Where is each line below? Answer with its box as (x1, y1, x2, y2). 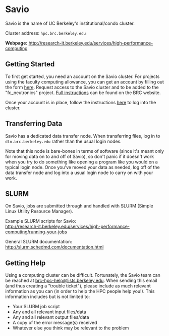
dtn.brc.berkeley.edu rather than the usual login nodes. (5, 138, 122, 144)
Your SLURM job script (12, 304, 60, 310)
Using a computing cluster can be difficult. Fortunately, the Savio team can (5, 272, 160, 278)
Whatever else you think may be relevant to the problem (12, 325, 129, 331)
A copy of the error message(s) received (12, 320, 97, 326)
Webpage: (5, 39, 28, 46)
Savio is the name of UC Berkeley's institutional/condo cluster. (5, 20, 135, 26)
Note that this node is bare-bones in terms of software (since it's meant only (5, 148, 164, 154)
